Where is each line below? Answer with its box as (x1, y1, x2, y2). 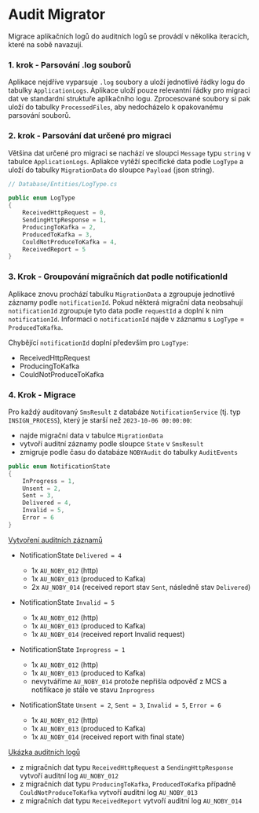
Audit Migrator (8, 5, 106, 24)
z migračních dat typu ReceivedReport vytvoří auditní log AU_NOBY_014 (19, 796, 243, 805)
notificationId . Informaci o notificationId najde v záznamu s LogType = (8, 314, 245, 324)
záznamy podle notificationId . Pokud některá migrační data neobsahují (8, 297, 243, 307)
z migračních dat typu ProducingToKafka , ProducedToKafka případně (19, 779, 236, 789)
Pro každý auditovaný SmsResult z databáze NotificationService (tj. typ (8, 407, 241, 416)
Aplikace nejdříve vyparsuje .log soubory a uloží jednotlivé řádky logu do (8, 77, 246, 87)
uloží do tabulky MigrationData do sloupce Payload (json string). (8, 165, 214, 174)
